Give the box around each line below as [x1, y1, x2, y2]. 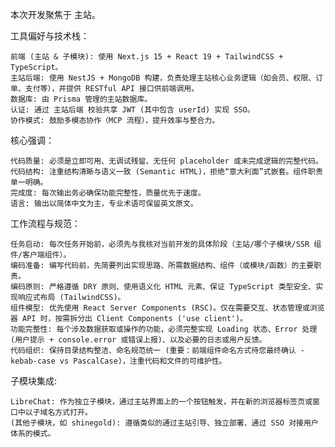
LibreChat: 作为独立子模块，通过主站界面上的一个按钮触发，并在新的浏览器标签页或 [10, 397, 313, 407]
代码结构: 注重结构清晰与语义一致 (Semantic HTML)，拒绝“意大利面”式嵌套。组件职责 [10, 167, 323, 177]
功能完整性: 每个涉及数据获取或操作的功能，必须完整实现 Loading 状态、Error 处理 [10, 324, 318, 334]
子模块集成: [10, 375, 58, 387]
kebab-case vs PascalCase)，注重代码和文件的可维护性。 [10, 356, 227, 366]
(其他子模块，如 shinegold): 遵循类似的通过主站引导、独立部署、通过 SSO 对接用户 [10, 418, 319, 428]
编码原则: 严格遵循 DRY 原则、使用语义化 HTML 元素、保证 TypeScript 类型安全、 [10, 282, 317, 292]
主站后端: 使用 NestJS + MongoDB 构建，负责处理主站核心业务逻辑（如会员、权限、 [10, 73, 317, 83]
